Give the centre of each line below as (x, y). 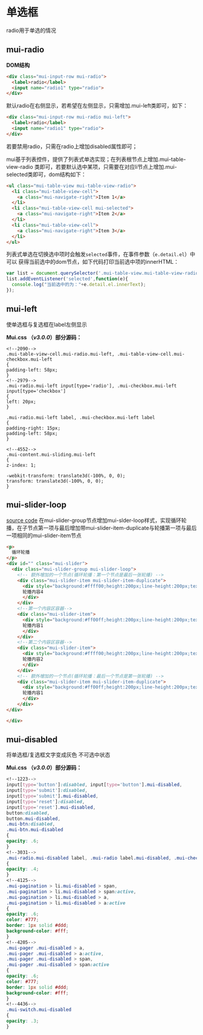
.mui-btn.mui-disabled (35, 830)
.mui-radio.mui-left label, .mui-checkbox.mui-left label (81, 417)
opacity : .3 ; (23, 1021)
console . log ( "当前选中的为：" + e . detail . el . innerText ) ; (79, 285)
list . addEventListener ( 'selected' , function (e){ (67, 279)
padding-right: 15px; (34, 428)
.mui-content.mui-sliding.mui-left (51, 454)
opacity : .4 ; (23, 869)
